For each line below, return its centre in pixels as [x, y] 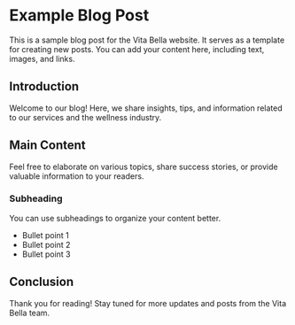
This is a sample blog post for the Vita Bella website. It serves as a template [147, 40]
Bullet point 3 [46, 254]
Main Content [47, 146]
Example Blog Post [79, 15]
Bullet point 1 [45, 235]
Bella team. [30, 313]
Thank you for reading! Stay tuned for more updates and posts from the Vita [148, 303]
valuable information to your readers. [77, 176]
